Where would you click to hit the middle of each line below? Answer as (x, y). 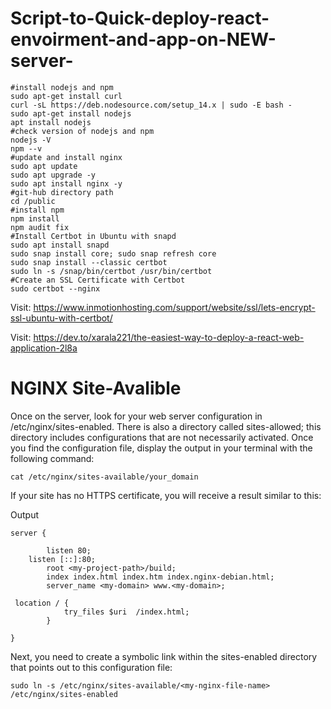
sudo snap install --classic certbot (89, 262)
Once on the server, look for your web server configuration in (136, 416)
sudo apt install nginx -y (66, 183)
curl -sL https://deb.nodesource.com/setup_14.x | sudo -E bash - (151, 105)
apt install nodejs (51, 122)
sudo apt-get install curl (66, 96)
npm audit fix (40, 227)
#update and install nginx (66, 157)
